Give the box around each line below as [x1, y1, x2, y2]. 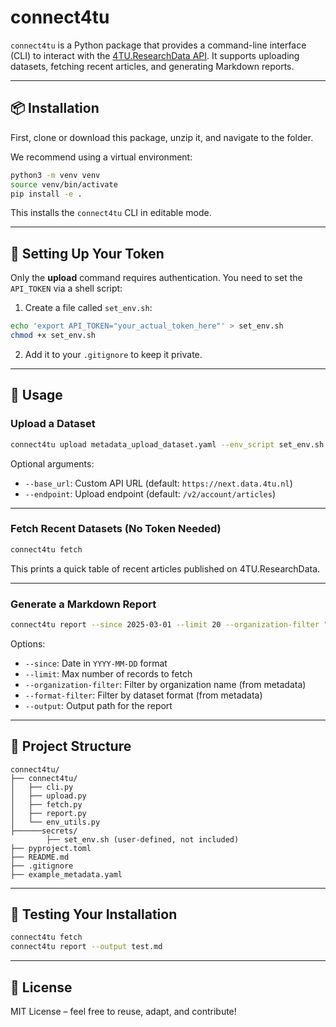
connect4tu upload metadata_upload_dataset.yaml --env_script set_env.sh [10, 439, 325, 450]
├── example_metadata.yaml [10, 869, 123, 880]
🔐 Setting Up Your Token [10, 245, 165, 262]
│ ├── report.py [10, 808, 87, 818]
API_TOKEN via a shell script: [10, 282, 123, 295]
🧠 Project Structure [10, 738, 132, 755]
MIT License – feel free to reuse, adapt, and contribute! [10, 1006, 237, 1018]
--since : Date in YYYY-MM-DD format [24, 657, 168, 669]
